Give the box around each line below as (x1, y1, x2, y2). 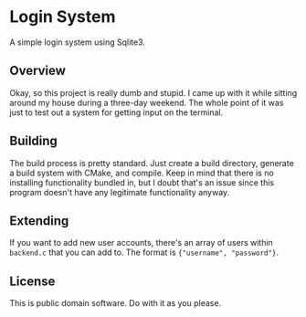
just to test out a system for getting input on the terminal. (9, 107, 224, 118)
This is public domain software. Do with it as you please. (9, 298, 222, 309)
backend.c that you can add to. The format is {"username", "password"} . (9, 247, 280, 258)
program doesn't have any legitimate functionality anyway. (9, 186, 230, 197)
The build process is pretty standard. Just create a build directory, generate (9, 157, 294, 168)
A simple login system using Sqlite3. (9, 37, 146, 48)
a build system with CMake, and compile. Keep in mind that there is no (9, 167, 274, 178)
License (9, 273, 56, 289)
